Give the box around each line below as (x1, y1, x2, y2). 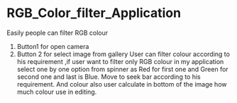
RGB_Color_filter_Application (6, 5, 182, 21)
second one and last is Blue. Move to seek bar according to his (16, 72, 202, 81)
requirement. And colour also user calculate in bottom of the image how (16, 80, 227, 88)
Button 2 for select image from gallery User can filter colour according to (16, 50, 230, 58)
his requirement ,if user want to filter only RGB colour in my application (16, 57, 224, 65)
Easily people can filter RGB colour (6, 28, 108, 37)
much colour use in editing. (16, 87, 97, 96)
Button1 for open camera (16, 42, 89, 50)
